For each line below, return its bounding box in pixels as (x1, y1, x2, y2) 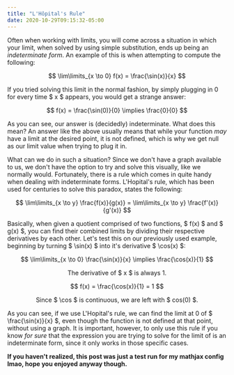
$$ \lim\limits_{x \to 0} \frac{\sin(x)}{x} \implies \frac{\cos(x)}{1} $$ (20, 255, 214, 263)
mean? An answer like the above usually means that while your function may (7, 127, 227, 135)
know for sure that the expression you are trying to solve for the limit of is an (7, 331, 226, 339)
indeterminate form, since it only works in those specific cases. (7, 339, 189, 347)
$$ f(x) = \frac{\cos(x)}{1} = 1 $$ (70, 282, 164, 290)
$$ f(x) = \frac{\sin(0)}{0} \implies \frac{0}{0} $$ (46, 106, 188, 114)
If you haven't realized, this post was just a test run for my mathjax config (7, 352, 224, 360)
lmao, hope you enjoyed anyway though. (7, 360, 127, 368)
